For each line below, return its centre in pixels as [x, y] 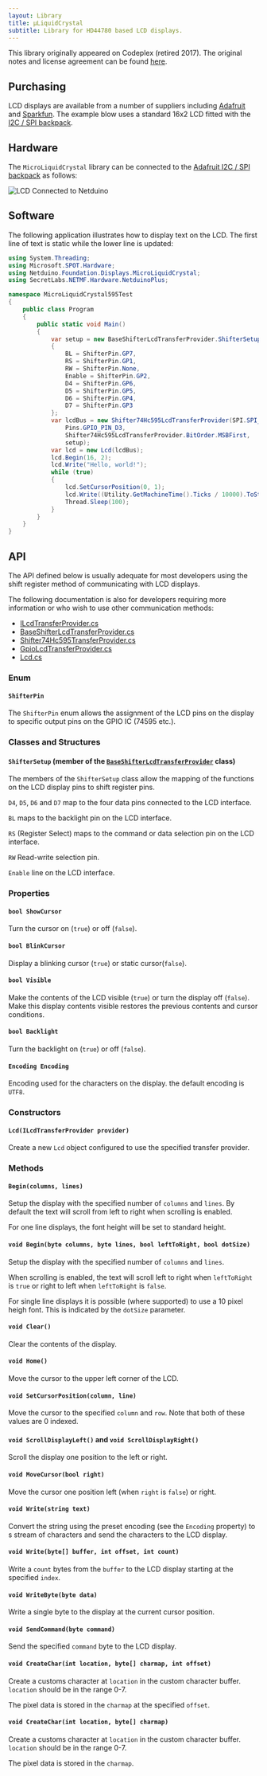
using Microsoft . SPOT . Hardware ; [62, 265]
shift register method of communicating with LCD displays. [104, 584]
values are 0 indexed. [43, 1422]
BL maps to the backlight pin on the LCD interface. [90, 818]
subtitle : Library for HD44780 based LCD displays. [95, 30]
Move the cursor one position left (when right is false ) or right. [112, 1492]
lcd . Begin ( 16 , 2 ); [81, 458]
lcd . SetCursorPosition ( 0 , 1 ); [115, 487]
